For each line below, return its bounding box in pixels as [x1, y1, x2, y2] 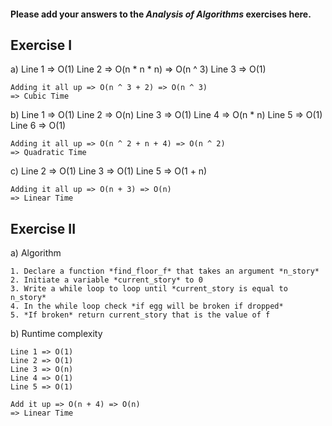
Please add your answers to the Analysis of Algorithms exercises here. [10, 8, 312, 20]
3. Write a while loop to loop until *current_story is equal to [10, 284, 288, 294]
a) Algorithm [10, 247, 62, 259]
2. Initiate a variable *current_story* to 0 [10, 275, 203, 285]
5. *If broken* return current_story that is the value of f [10, 310, 271, 320]
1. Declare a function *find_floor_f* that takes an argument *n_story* [10, 266, 320, 277]
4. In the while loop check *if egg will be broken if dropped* [10, 301, 284, 312]
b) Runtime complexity [10, 328, 103, 340]
